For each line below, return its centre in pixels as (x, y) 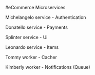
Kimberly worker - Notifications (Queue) (48, 67)
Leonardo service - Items (32, 47)
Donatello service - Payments (37, 27)
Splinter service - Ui (26, 37)
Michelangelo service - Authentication (46, 17)
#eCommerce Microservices (35, 7)
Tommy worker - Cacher (31, 57)
